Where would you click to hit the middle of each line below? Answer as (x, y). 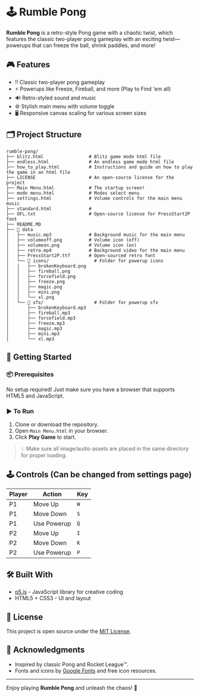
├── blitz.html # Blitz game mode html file (84, 157)
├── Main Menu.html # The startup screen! (76, 188)
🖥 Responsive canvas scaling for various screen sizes (81, 113)
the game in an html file (38, 172)
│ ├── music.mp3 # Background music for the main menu (96, 235)
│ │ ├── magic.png (34, 287)
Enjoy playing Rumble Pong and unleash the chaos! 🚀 (72, 687)
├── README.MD (24, 224)
